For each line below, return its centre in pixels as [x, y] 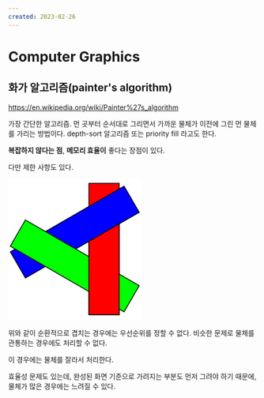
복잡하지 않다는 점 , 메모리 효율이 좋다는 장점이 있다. [87, 150]
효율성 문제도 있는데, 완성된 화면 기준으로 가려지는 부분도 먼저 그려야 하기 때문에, [132, 376]
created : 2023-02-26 [42, 17]
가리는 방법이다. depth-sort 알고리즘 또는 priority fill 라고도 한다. [117, 133]
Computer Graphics [74, 56]
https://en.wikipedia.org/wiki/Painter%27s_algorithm [94, 107]
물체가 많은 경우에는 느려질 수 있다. [62, 386]
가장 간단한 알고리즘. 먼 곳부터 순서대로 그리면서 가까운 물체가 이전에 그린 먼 [125, 123]
